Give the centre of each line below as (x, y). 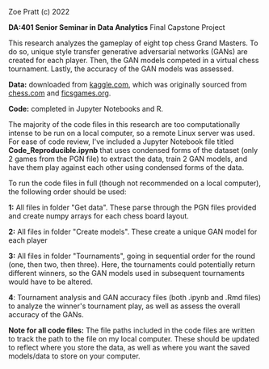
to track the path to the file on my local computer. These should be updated (134, 339)
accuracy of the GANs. (46, 314)
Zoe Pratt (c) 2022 (39, 12)
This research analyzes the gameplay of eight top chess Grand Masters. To (133, 43)
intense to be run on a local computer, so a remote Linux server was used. (132, 133)
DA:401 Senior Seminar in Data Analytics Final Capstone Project (117, 27)
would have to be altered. (50, 282)
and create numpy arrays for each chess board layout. (99, 216)
